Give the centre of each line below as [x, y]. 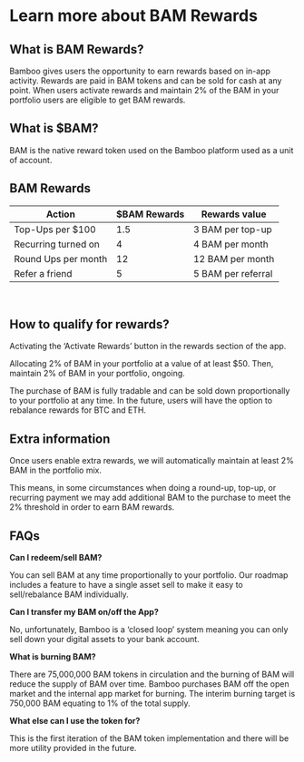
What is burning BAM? [53, 657]
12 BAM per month [234, 259]
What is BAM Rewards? [77, 49]
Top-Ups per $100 [55, 230]
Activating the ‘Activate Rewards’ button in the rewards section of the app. [148, 347]
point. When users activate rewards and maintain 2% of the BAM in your [144, 90]
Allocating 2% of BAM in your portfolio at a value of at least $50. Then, [142, 364]
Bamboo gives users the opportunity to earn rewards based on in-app [140, 71]
